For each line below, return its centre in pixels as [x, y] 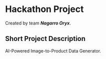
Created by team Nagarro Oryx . [38, 23]
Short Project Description [45, 39]
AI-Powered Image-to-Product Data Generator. [53, 50]
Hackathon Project [45, 9]
